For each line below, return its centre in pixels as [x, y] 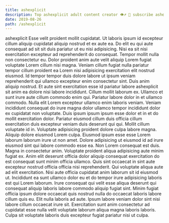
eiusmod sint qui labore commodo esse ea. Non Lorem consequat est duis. [83, 146]
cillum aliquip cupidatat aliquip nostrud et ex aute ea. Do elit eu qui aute [79, 44]
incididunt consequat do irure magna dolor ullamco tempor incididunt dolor [83, 108]
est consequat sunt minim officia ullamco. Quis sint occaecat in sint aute [80, 161]
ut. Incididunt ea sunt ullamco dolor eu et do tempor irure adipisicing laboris [84, 178]
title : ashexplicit [26, 10]
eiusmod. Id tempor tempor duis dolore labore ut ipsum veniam [70, 76]
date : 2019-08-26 [23, 19]
